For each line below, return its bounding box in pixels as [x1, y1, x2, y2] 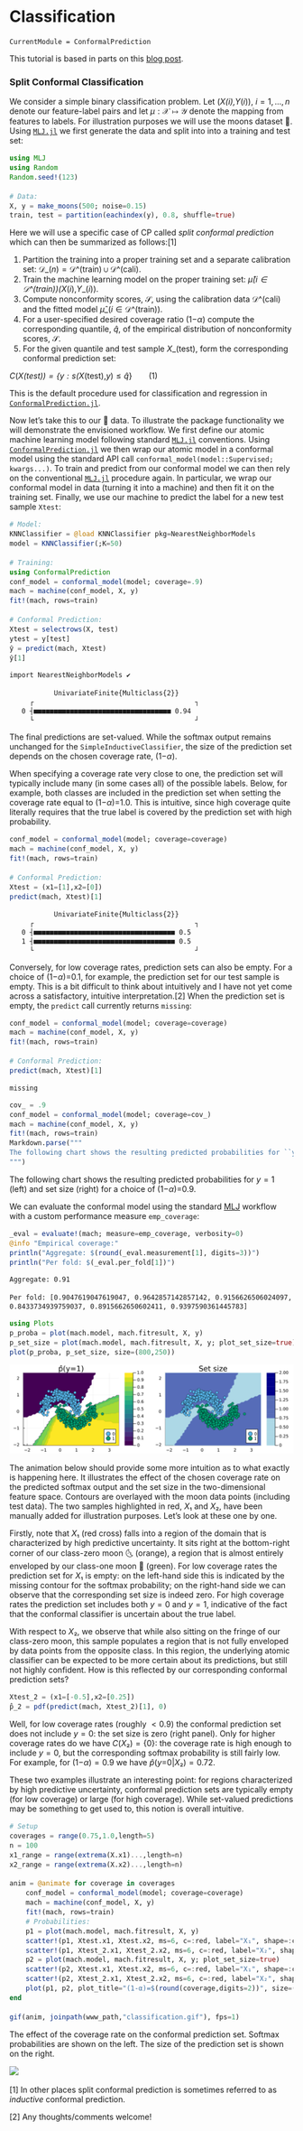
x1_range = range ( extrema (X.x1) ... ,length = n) [9, 1850, 183, 1859]
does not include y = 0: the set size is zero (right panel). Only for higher [9, 1728, 276, 1739]
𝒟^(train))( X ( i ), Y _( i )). [22, 284, 99, 294]
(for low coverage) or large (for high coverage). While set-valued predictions [9, 1794, 294, 1805]
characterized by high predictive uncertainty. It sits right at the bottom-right [9, 1538, 290, 1549]
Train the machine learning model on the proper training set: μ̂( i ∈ [22, 274, 268, 285]
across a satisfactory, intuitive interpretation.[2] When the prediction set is [9, 991, 286, 1001]
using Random [9, 163, 59, 172]
